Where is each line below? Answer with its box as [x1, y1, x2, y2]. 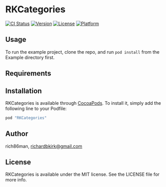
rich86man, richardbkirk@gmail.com [5, 143, 82, 149]
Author [5, 129, 28, 138]
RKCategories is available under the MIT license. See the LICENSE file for [5, 171, 160, 177]
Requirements [5, 69, 51, 78]
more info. [5, 177, 27, 183]
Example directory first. [5, 54, 55, 60]
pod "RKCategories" [5, 115, 47, 121]
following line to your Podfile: [5, 105, 67, 111]
